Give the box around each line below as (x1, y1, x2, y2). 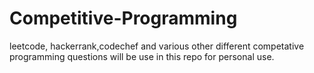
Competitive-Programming (9, 7, 238, 30)
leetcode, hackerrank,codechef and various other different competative (9, 40, 305, 52)
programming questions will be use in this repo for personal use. (9, 50, 275, 62)
